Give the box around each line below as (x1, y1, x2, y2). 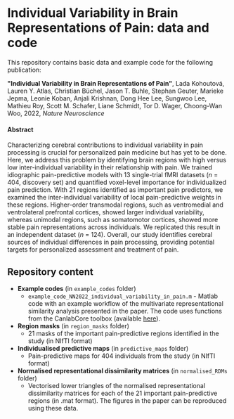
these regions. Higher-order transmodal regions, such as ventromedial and (7, 200, 223, 209)
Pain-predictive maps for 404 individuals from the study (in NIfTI (27, 352, 216, 360)
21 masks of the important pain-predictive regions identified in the (27, 329, 219, 337)
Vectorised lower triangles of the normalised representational (27, 381, 206, 389)
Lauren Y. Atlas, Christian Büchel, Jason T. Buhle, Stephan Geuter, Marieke (7, 86, 224, 95)
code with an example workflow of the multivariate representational (27, 299, 223, 307)
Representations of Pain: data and (7, 20, 209, 36)
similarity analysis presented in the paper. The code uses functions (27, 307, 223, 315)
